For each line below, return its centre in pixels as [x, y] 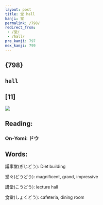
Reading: [19, 123]
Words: [16, 154]
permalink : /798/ [23, 23]
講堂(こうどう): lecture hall [32, 187]
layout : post [18, 9]
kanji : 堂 [15, 18]
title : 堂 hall [20, 14]
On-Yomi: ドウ [22, 138]
